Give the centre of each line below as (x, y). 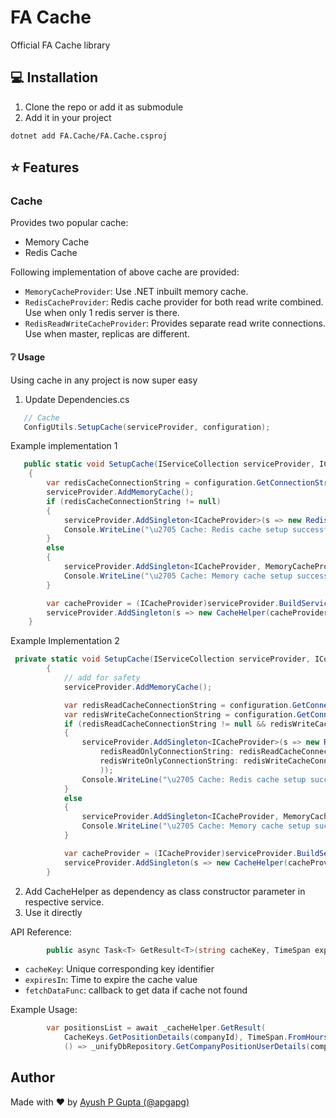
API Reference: (41, 932)
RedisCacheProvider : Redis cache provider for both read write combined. (174, 302)
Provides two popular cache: (69, 223)
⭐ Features (45, 167)
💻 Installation (54, 77)
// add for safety (102, 678)
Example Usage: (44, 1010)
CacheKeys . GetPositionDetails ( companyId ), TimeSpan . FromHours (196, 1037)
